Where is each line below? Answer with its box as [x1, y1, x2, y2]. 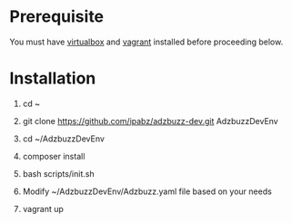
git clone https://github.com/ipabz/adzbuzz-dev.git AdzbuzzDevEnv [22, 115, 279, 126]
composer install [22, 150, 86, 161]
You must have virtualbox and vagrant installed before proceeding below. [9, 36, 284, 47]
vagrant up [22, 203, 64, 214]
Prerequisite [9, 6, 105, 27]
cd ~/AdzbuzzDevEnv [22, 133, 105, 144]
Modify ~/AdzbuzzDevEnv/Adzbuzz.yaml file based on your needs [22, 186, 273, 197]
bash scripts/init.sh [22, 168, 95, 179]
